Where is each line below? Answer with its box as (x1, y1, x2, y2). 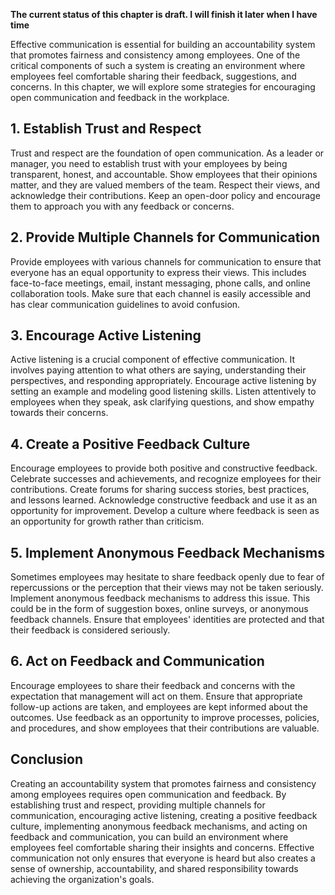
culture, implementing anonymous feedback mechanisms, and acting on (10, 820, 308, 832)
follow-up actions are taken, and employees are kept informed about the (10, 700, 308, 713)
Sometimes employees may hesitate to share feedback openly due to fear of (10, 571, 325, 583)
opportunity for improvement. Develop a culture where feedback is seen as (10, 505, 320, 517)
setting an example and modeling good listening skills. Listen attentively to (10, 385, 317, 398)
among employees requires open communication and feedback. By (10, 788, 287, 800)
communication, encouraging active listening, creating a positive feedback (10, 809, 318, 821)
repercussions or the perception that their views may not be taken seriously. (10, 582, 324, 594)
